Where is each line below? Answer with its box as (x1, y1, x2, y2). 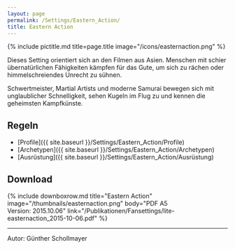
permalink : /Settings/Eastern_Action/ (7, 17, 120, 24)
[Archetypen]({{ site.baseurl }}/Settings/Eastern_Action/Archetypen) (17, 145, 215, 154)
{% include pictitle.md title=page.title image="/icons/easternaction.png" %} (7, 43, 226, 51)
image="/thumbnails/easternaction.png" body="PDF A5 (7, 199, 168, 207)
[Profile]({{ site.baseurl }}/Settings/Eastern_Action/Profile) (17, 138, 185, 147)
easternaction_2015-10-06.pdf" (7, 214, 98, 222)
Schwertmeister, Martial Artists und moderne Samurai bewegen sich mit (7, 85, 215, 93)
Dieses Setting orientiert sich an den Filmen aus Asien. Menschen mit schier (7, 56, 227, 64)
